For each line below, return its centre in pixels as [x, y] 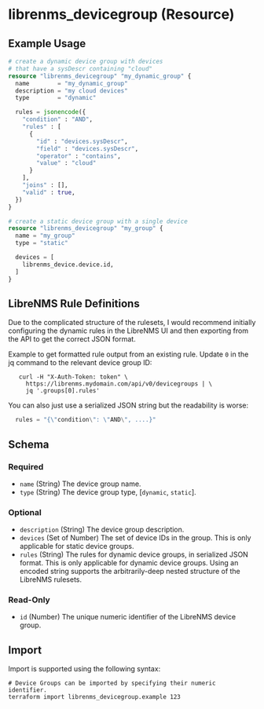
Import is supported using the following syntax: [84, 669]
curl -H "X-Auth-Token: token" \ [73, 377]
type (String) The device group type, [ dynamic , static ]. [108, 492]
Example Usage [47, 44]
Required [26, 466]
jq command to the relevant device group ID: [80, 363]
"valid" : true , [49, 192]
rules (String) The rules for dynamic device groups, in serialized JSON [134, 554]
